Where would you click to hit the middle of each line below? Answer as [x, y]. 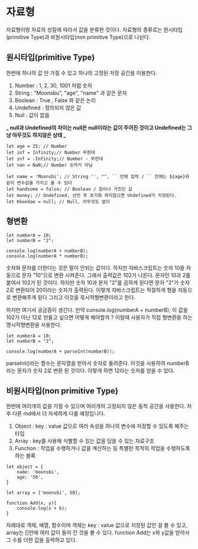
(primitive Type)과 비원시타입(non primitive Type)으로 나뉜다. [78, 37]
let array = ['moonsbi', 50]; [43, 493]
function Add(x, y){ [32, 503]
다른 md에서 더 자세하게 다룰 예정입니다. [59, 414]
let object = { [25, 467]
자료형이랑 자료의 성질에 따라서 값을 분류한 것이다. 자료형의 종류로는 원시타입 [95, 30]
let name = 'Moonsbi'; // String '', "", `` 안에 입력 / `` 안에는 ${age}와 [98, 176]
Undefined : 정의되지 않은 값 [48, 108]
